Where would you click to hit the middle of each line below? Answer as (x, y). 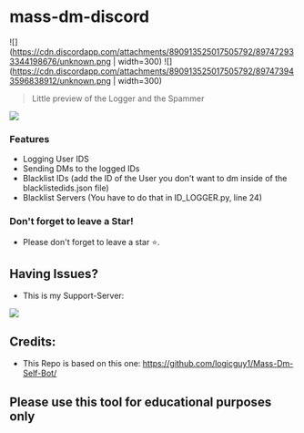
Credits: (33, 341)
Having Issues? (54, 274)
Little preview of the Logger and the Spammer (118, 98)
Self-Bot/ (40, 373)
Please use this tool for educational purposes (141, 402)
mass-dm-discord (80, 17)
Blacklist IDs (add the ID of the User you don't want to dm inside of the (155, 179)
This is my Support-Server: (73, 296)
